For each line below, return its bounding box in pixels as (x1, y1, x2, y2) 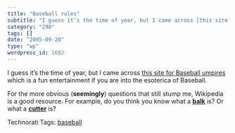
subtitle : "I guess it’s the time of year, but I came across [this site (7, 17, 229, 24)
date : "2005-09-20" (7, 36, 65, 43)
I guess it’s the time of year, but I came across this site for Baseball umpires (7, 68, 226, 77)
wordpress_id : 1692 (7, 50, 65, 57)
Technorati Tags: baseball (7, 118, 82, 126)
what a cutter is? (7, 104, 56, 113)
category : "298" (7, 23, 55, 30)
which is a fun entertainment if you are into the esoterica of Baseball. (7, 76, 208, 84)
